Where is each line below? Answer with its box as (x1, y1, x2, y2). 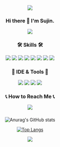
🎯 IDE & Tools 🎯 (11, 68, 48, 75)
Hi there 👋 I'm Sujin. (5, 17, 54, 24)
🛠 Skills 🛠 (16, 42, 43, 49)
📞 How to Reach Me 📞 (5, 93, 55, 100)
